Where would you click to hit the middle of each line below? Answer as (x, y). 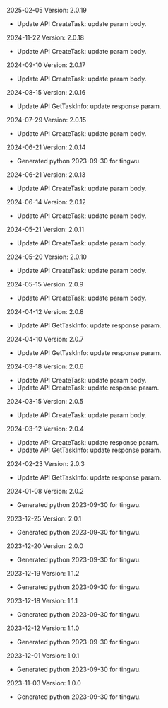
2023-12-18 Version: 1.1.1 (42, 601)
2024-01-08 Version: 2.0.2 (45, 491)
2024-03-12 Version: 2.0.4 (45, 429)
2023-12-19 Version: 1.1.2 (43, 573)
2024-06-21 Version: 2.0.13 (46, 175)
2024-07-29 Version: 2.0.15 (47, 120)
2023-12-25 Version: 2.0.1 (44, 518)
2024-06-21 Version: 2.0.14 (46, 147)
